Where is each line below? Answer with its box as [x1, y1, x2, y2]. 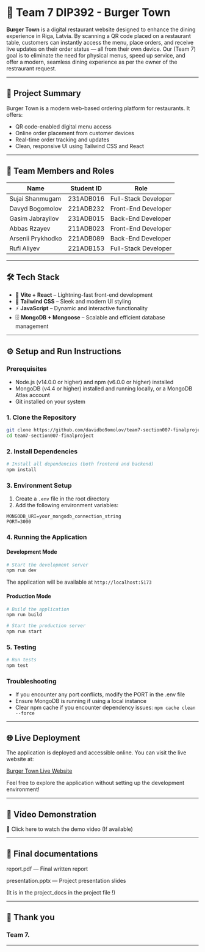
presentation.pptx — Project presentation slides [6, 877, 126, 884]
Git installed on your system [15, 398, 85, 406]
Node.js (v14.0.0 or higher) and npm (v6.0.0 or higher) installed [15, 379, 174, 386]
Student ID [70, 184, 103, 192]
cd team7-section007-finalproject [6, 433, 95, 439]
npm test [6, 663, 29, 669]
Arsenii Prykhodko [9, 234, 62, 242]
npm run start [6, 628, 43, 635]
